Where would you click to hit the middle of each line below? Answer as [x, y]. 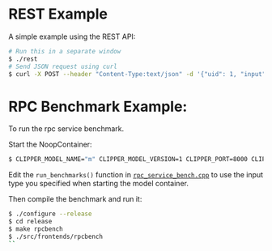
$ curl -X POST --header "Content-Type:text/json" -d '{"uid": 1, [123, 74]
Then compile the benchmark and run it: [75, 199]
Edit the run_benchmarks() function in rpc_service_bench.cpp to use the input [136, 175]
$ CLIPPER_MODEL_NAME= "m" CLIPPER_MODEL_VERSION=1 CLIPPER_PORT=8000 [128, 160]
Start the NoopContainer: [50, 145]
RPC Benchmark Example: [98, 106]
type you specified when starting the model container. [98, 184]
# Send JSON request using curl [63, 66]
